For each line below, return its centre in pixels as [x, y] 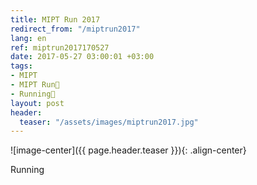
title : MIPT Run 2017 [55, 19]
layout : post [37, 103]
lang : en [28, 38]
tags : [21, 66]
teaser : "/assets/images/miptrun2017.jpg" [109, 122]
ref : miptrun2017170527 [60, 47]
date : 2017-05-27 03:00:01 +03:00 [82, 57]
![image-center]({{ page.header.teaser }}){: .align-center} [128, 150]
